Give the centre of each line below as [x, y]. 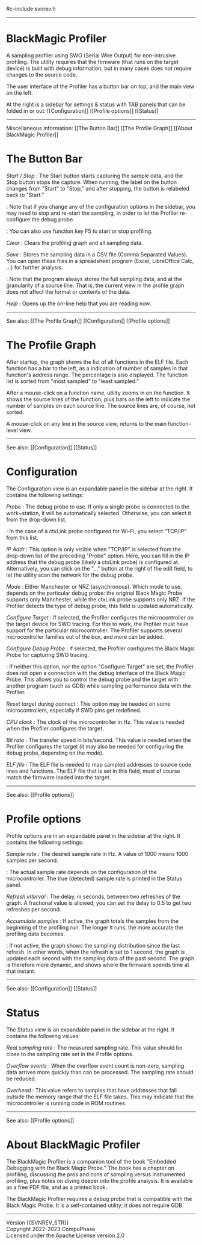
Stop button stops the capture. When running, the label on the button [92, 182]
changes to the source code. [42, 74]
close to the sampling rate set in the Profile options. [70, 1054]
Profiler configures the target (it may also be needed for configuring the [95, 746]
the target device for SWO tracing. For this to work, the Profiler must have [97, 624]
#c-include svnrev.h [31, 9]
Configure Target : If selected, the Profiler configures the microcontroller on [100, 617]
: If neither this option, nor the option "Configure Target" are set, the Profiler [100, 667]
